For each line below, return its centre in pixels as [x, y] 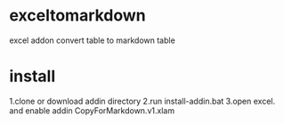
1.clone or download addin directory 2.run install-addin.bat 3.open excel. [142, 101]
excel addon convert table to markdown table [92, 40]
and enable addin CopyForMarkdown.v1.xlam [92, 110]
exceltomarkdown [78, 16]
